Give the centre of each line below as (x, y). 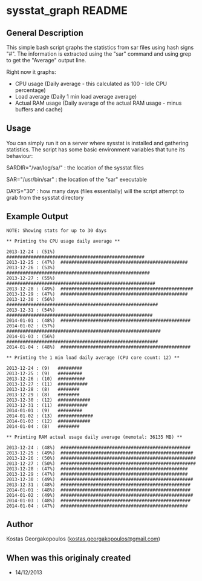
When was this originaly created (69, 558)
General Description (45, 33)
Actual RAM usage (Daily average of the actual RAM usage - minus (98, 103)
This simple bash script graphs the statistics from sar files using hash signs (100, 47)
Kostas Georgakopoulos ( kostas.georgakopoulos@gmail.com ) (83, 539)
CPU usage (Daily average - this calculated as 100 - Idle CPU (91, 84)
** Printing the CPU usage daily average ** (63, 241)
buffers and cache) (39, 109)
